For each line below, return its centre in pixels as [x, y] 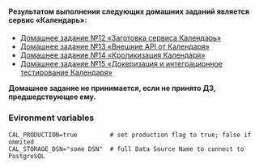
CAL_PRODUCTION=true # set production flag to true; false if [130, 135]
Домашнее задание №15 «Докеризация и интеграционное [121, 64]
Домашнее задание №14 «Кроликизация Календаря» [113, 55]
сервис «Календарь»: [48, 19]
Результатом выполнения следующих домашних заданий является [129, 11]
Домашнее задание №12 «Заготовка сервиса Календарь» [121, 38]
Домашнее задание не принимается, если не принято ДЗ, [112, 88]
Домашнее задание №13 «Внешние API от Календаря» [115, 47]
